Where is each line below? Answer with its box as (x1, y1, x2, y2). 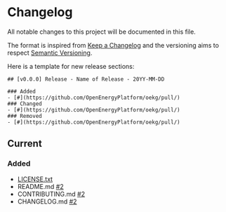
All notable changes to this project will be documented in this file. (7, 27, 197, 36)
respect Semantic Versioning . (7, 48, 93, 57)
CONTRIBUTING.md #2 (17, 190, 86, 198)
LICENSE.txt (17, 175, 53, 183)
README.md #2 (17, 182, 65, 190)
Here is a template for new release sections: (7, 62, 135, 70)
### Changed (7, 100, 42, 107)
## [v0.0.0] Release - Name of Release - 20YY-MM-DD (7, 75, 165, 83)
